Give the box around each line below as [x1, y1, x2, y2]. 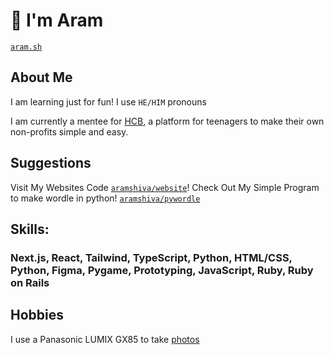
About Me [10, 69, 73, 86]
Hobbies [10, 307, 65, 324]
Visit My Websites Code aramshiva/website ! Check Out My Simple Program [10, 181, 320, 193]
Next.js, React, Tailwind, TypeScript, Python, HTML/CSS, [10, 250, 293, 264]
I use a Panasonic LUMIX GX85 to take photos [10, 333, 200, 345]
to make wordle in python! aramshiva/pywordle [10, 192, 201, 204]
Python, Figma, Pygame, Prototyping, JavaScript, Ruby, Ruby [10, 263, 314, 277]
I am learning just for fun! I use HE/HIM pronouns [10, 95, 207, 108]
